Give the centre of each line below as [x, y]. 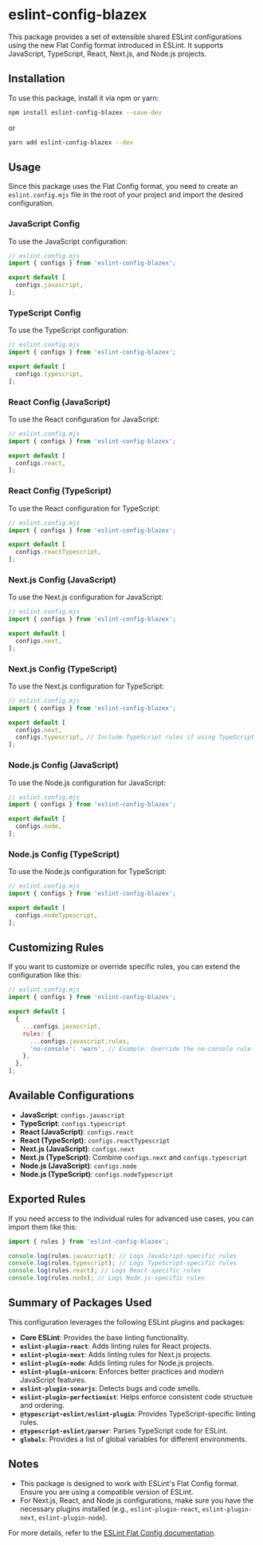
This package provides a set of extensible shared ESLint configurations [125, 37]
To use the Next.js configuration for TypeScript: [86, 686]
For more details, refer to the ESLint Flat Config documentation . [112, 1532]
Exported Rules [47, 1200]
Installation [37, 78]
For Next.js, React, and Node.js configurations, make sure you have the [136, 1500]
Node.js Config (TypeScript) [64, 854]
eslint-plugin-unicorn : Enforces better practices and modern [122, 1371]
